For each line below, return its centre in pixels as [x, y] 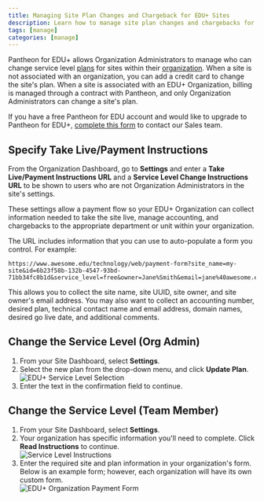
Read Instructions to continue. [69, 446]
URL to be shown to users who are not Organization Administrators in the [126, 186]
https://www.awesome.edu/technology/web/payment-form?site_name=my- [123, 264]
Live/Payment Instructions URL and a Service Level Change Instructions [128, 177]
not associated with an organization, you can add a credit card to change [126, 76]
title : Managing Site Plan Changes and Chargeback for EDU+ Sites [119, 15]
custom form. [41, 480]
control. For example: [42, 249]
